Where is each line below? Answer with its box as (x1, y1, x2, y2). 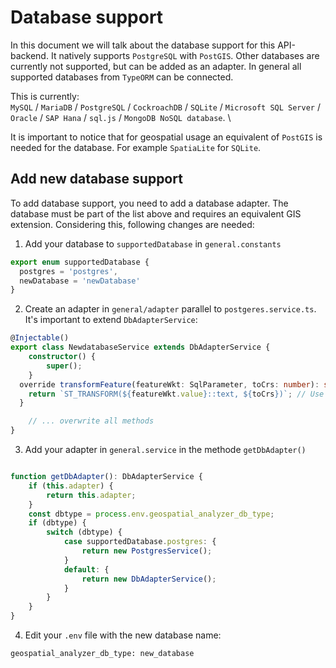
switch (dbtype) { (46, 527, 123, 538)
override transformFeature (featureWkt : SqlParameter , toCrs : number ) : (19, 379, 320, 390)
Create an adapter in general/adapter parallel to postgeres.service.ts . (24, 303, 317, 315)
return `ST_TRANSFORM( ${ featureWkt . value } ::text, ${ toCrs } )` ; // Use (28, 389, 325, 399)
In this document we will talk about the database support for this (10, 39, 276, 51)
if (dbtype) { (28, 518, 87, 528)
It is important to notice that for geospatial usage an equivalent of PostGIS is (10, 131, 323, 143)
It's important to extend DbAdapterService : (24, 314, 198, 326)
